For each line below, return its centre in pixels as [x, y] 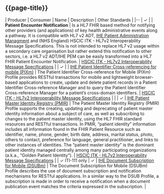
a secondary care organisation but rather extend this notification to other [78, 51]
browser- [144, 77]
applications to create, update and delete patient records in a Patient [88, 82]
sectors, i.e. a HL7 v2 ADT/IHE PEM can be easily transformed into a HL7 [78, 56]
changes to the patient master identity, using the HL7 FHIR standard [73, 119]
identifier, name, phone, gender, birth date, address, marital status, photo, [79, 134]
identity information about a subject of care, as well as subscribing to [75, 113]
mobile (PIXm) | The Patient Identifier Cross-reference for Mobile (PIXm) [78, 72]
